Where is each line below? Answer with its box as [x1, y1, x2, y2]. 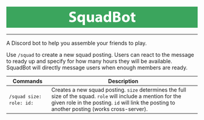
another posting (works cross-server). [51, 105, 148, 112]
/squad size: [8, 93, 42, 99]
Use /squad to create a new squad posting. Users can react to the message [6, 51, 194, 58]
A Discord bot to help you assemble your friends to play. [6, 40, 147, 46]
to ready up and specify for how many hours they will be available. [6, 58, 172, 65]
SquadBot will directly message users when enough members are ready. [6, 64, 188, 71]
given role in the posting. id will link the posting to [51, 99, 175, 106]
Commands [12, 77, 42, 84]
